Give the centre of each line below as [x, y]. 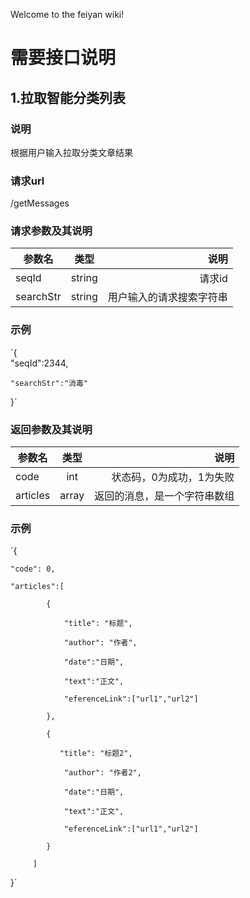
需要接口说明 [63, 58]
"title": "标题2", [96, 754]
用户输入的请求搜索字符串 [167, 297]
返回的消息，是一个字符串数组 [164, 496]
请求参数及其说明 [51, 231]
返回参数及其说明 [51, 429]
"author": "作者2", [102, 773]
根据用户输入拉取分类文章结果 [71, 152]
